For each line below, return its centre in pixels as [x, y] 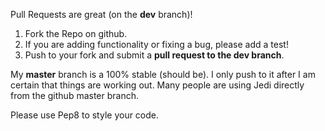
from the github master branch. [75, 95]
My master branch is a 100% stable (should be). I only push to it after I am [163, 74]
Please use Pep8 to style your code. [85, 115]
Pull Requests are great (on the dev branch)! [101, 14]
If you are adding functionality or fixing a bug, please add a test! [156, 44]
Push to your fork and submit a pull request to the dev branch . [154, 55]
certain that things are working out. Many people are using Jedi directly [157, 85]
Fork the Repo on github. [76, 33]
